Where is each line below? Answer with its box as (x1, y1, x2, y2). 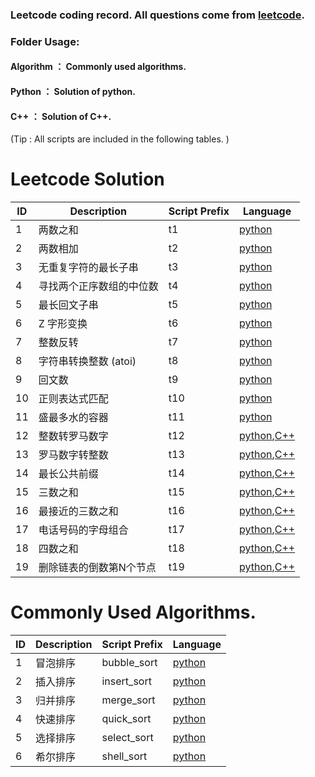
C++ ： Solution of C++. (10, 110, 112, 122)
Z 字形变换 (38, 317, 88, 331)
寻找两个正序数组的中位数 (38, 279, 159, 293)
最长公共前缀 (38, 467, 99, 481)
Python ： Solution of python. (10, 86, 136, 98)
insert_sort (101, 674, 152, 688)
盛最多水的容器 (38, 411, 109, 425)
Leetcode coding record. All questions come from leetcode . (10, 8, 305, 22)
